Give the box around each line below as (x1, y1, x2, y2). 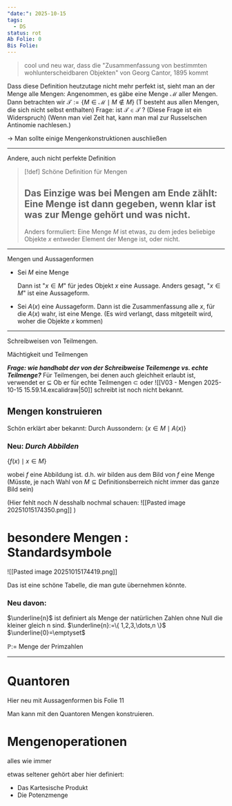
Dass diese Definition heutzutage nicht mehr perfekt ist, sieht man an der (7, 82, 215, 90)
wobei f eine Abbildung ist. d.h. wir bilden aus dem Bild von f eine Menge (7, 470, 215, 478)
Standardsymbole (7, 545, 112, 561)
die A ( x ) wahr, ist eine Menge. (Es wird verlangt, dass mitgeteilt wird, (17, 309, 213, 318)
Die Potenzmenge (17, 791, 68, 799)
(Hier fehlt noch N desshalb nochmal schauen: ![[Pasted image (7, 498, 186, 507)
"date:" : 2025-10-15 (7, 10, 67, 17)
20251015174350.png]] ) (7, 505, 76, 514)
